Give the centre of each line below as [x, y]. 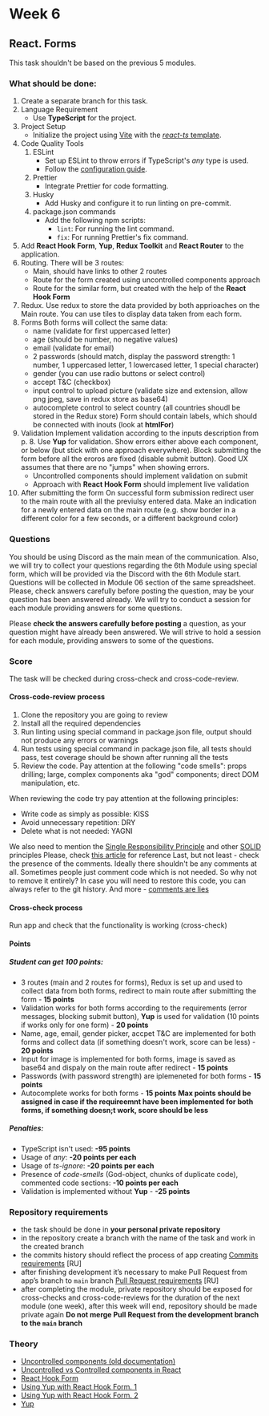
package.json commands [74, 212]
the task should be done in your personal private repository [120, 1230]
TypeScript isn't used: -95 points [76, 1148]
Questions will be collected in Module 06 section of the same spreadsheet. [132, 582]
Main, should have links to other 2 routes [100, 271]
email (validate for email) [73, 348]
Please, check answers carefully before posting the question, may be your [132, 591]
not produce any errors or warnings [79, 740]
